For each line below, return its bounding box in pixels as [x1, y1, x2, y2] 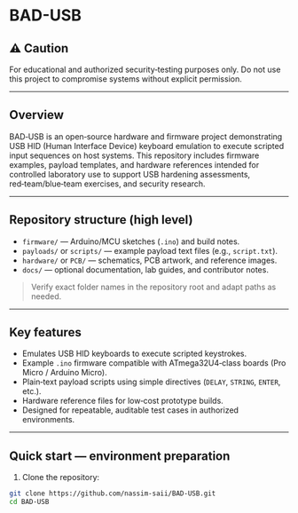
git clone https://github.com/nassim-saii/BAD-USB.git [9, 489, 216, 498]
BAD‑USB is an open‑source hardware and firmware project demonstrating [9, 130, 283, 142]
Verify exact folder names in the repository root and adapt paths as [30, 281, 277, 292]
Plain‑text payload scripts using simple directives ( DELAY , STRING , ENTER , [21, 376, 281, 387]
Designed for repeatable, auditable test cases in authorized [21, 405, 239, 415]
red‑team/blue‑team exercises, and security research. [9, 178, 206, 189]
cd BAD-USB [9, 498, 50, 507]
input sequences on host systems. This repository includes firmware [9, 150, 260, 161]
